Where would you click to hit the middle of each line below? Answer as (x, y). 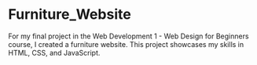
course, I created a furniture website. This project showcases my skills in (126, 44)
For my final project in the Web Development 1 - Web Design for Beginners (128, 36)
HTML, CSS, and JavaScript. (54, 52)
